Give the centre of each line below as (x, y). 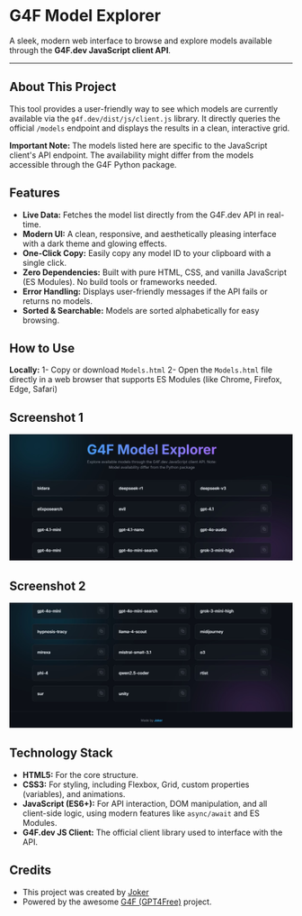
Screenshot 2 (48, 586)
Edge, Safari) (34, 389)
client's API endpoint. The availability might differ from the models (132, 155)
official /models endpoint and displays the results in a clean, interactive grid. (150, 128)
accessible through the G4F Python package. (93, 164)
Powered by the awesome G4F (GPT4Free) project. (117, 902)
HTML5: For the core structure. (80, 774)
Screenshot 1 (46, 417)
